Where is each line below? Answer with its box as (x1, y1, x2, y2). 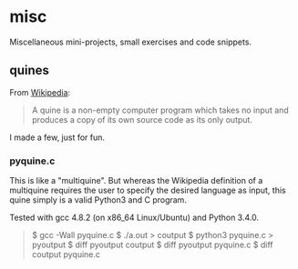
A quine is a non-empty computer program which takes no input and (31, 105, 289, 115)
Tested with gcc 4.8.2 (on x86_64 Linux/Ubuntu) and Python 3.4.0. (9, 212, 260, 224)
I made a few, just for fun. (9, 132, 106, 143)
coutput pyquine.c (31, 249, 101, 260)
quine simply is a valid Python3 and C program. (9, 194, 187, 205)
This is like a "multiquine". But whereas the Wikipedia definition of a (9, 175, 263, 186)
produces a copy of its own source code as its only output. (31, 114, 253, 125)
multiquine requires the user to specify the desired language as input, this (9, 184, 286, 196)
